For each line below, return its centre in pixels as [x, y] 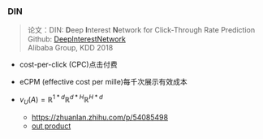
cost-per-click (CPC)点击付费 [69, 65]
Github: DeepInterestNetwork [77, 39]
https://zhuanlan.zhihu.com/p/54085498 [99, 117]
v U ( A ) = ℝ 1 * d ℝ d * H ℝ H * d [61, 100]
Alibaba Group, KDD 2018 [70, 48]
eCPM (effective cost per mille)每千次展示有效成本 [103, 82]
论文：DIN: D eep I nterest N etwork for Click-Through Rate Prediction [141, 30]
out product [51, 126]
